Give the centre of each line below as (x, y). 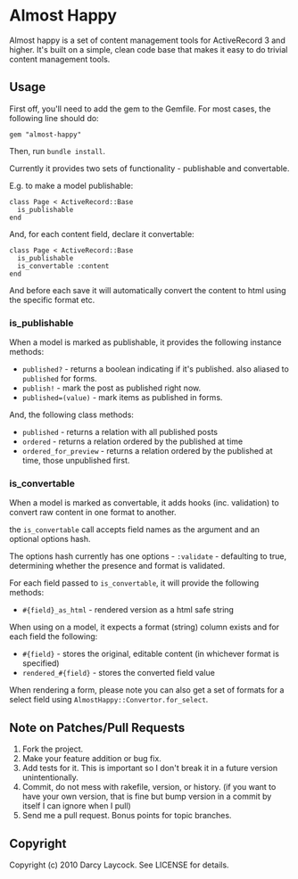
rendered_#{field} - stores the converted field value (119, 673)
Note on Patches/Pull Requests (97, 727)
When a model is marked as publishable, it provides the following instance (145, 342)
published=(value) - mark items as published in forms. (122, 398)
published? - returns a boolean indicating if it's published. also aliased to (156, 369)
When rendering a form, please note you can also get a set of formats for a (147, 690)
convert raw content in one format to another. (93, 513)
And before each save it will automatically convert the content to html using (148, 290)
